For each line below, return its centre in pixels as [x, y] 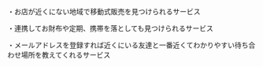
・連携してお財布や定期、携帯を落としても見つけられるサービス [111, 28]
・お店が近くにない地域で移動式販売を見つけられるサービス [104, 11]
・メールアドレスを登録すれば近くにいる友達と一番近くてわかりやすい [121, 45]
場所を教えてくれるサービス [66, 55]
